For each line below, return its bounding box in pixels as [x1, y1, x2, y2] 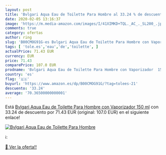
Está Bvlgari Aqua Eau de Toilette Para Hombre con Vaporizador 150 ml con [5, 104, 159, 110]
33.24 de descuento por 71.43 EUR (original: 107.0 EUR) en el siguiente [5, 109, 149, 115]
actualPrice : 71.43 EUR [5, 49, 54, 54]
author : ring [5, 35, 32, 40]
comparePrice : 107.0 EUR [5, 63, 56, 68]
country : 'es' [5, 72, 35, 77]
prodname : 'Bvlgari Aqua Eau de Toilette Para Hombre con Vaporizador [5, 68, 154, 73]
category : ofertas [5, 30, 43, 35]
